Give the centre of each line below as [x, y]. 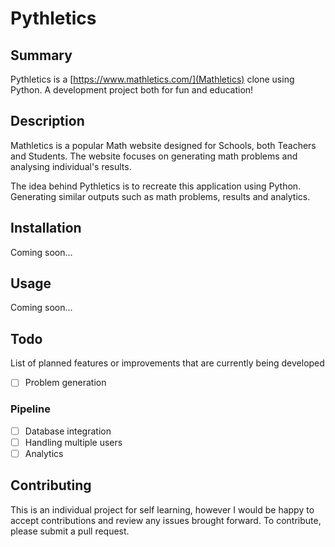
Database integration [68, 431]
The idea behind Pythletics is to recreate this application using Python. [156, 186]
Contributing [51, 485]
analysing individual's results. [71, 166]
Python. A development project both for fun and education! [132, 90]
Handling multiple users [73, 442]
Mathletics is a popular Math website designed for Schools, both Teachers [163, 145]
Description [47, 121]
